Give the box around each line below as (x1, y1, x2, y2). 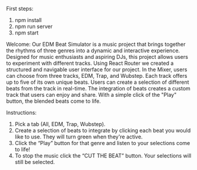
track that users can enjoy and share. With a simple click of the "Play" (6, 92, 177, 98)
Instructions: (6, 109, 37, 116)
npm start (14, 29, 39, 36)
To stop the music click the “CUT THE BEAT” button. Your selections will (14, 152, 192, 159)
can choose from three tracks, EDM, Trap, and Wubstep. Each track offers (6, 73, 188, 79)
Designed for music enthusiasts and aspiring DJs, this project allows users (6, 53, 189, 60)
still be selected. (14, 159, 55, 165)
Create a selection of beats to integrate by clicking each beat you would (14, 127, 191, 134)
